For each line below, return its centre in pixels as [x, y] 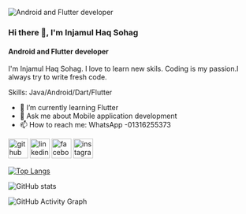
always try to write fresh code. [58, 77]
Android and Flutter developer [58, 51]
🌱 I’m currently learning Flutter [69, 108]
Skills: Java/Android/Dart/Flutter [60, 92]
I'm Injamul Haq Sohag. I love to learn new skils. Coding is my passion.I [123, 69]
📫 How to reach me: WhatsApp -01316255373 [95, 125]
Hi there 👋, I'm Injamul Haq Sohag [73, 32]
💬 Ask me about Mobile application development [98, 116]
